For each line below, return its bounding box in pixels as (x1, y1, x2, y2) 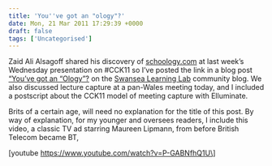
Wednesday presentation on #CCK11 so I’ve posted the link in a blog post (8, 66, 253, 75)
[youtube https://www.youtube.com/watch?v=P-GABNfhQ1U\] (8, 148, 216, 158)
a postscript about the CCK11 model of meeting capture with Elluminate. (8, 91, 248, 101)
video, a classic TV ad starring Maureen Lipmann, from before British (8, 124, 240, 134)
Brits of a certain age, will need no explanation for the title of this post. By (8, 107, 254, 117)
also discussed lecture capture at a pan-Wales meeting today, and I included (8, 83, 265, 92)
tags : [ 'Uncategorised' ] (8, 34, 93, 43)
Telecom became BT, (8, 133, 80, 143)
